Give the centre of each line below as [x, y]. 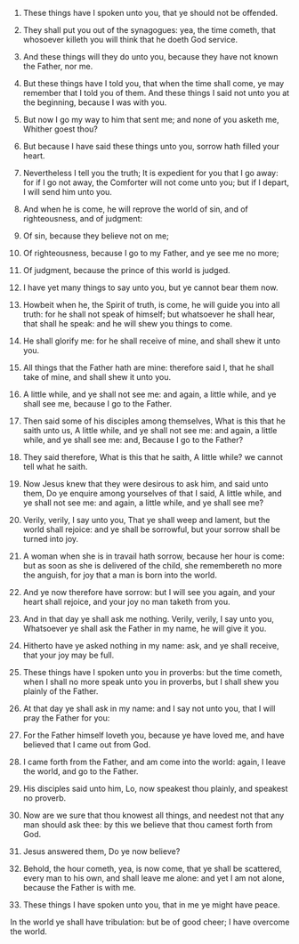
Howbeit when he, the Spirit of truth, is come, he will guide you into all [151, 305]
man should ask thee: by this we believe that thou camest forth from [148, 825]
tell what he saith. [55, 467]
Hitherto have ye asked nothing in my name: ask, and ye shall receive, [151, 645]
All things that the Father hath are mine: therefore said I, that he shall [149, 367]
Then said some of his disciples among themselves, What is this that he [154, 421]
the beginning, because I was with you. [95, 102]
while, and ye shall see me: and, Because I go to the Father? [133, 440]
